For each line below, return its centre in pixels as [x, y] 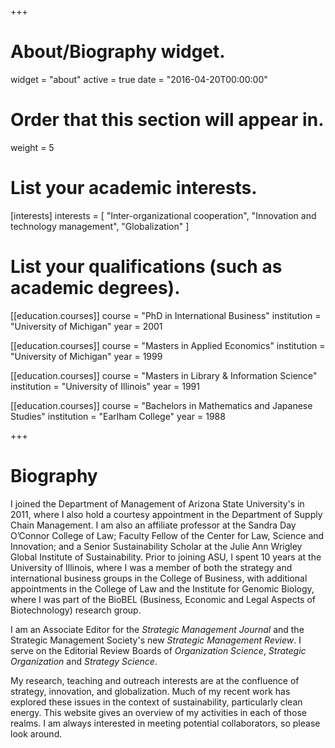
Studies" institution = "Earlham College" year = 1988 [118, 416]
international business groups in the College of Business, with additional [159, 578]
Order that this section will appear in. [167, 120]
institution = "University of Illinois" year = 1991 [105, 386]
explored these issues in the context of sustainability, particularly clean [156, 702]
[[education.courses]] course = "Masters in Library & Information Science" [164, 375]
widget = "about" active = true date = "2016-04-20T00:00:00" [139, 79]
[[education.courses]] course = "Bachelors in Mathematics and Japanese [161, 405]
